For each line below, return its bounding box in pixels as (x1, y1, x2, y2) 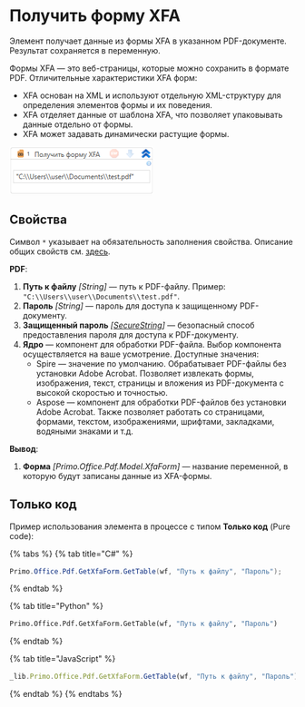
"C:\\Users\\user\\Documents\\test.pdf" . (22, 290, 180, 301)
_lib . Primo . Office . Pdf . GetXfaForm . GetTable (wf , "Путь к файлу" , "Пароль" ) (9, 673, 299, 682)
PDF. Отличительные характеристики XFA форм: (9, 72, 198, 83)
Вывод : (9, 443, 39, 454)
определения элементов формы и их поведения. (22, 99, 213, 110)
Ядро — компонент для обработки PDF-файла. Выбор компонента (22, 339, 281, 349)
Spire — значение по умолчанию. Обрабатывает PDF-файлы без (35, 358, 287, 368)
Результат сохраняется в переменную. (9, 44, 161, 55)
